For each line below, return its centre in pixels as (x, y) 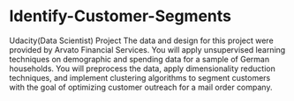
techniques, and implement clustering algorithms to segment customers (140, 77)
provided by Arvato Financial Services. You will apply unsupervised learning (147, 49)
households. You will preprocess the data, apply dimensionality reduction (142, 69)
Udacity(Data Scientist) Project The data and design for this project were (141, 40)
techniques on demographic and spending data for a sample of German (139, 59)
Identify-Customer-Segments (121, 16)
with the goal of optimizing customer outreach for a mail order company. (141, 87)
